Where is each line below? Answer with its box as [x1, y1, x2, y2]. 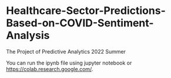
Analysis [6, 29, 50, 42]
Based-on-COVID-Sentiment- [6, 16, 154, 30]
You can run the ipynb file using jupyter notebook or [6, 59, 132, 66]
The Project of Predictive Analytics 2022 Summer [6, 48, 126, 55]
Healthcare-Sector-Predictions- [6, 4, 166, 17]
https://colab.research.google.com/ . [6, 65, 93, 72]
